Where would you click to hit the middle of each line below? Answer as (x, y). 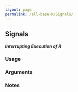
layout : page (18, 10)
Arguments (19, 72)
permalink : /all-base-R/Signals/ (39, 14)
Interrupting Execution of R (33, 46)
